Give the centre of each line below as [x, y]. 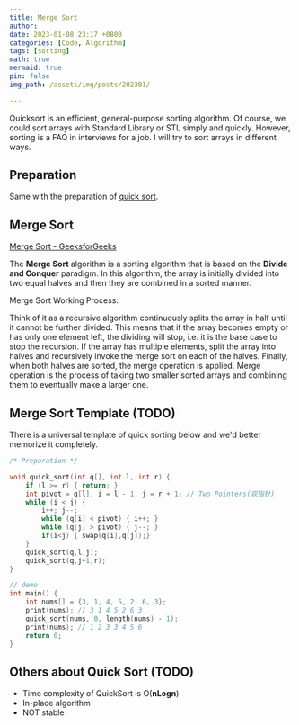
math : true [30, 59]
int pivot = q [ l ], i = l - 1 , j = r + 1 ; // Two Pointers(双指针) [150, 494]
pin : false [30, 76]
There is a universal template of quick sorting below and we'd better [136, 435]
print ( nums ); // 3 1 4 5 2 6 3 [84, 611]
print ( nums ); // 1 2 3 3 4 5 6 [84, 627]
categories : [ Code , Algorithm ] [68, 43]
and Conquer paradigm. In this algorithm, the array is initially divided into [145, 273]
